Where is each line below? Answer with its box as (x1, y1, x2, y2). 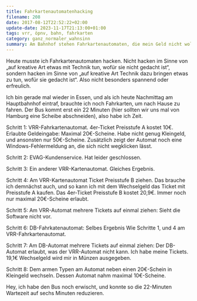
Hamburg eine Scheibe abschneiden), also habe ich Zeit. (6, 112, 143, 119)
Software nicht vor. (6, 212, 52, 220)
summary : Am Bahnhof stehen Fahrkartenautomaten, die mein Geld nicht (6, 42, 182, 48)
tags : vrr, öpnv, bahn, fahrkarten (6, 31, 93, 36)
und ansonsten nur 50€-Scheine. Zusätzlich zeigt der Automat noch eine (6, 136, 182, 143)
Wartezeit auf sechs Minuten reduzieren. (6, 289, 104, 296)
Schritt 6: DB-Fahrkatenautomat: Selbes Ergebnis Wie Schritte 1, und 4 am (6, 224, 185, 231)
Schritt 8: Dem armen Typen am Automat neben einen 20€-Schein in (6, 265, 172, 273)
